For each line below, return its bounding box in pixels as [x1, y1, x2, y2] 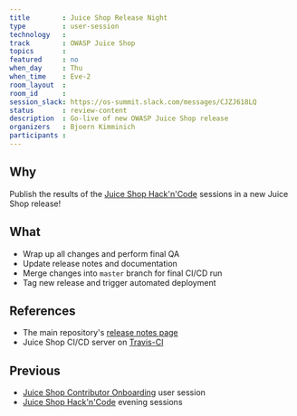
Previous [9, 363, 61, 378]
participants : [9, 131, 67, 140]
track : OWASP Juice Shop [9, 38, 136, 48]
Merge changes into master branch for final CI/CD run [22, 268, 223, 279]
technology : [9, 30, 67, 39]
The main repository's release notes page [22, 327, 178, 338]
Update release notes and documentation [22, 258, 178, 269]
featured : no [9, 55, 79, 64]
